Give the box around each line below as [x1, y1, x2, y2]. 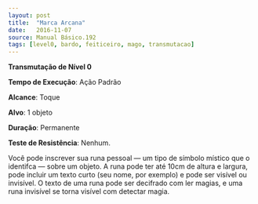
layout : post [8, 11, 51, 20]
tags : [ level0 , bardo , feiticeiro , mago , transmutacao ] [8, 41, 194, 49]
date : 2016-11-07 [8, 26, 72, 34]
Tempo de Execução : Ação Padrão [8, 78, 122, 87]
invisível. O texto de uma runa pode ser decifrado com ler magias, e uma [8, 178, 243, 188]
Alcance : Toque [8, 93, 60, 102]
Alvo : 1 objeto [8, 107, 53, 118]
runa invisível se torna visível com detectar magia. [8, 187, 170, 196]
